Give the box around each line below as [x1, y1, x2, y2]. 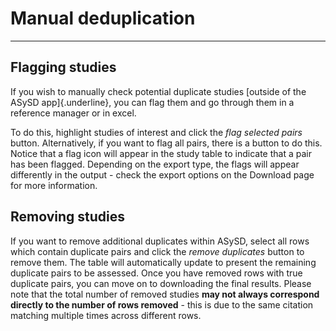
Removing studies [10, 208, 126, 226]
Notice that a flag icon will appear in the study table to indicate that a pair [10, 147, 312, 159]
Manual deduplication [10, 7, 196, 30]
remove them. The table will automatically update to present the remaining [10, 256, 317, 268]
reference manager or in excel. [10, 107, 137, 119]
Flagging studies [10, 59, 117, 76]
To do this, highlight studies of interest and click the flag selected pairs [10, 126, 303, 138]
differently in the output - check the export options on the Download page [10, 168, 315, 181]
